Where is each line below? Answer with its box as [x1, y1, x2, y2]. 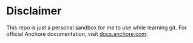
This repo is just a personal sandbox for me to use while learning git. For [6, 24, 187, 31]
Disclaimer [6, 4, 62, 18]
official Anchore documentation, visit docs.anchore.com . [6, 30, 148, 37]
